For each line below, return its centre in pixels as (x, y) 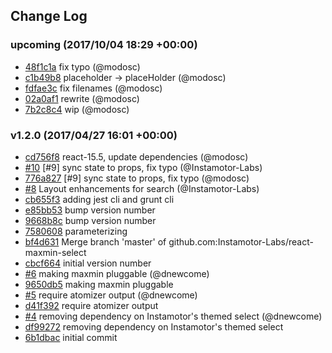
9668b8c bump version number (90, 220)
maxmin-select (55, 252)
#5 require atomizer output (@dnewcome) (111, 295)
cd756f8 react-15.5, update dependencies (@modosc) (136, 156)
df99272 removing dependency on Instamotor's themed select (154, 326)
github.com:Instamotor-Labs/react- (241, 241)
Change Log (49, 16)
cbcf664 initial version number (88, 263)
